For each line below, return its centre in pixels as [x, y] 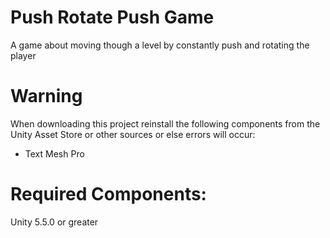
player [23, 55]
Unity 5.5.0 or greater [54, 222]
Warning [46, 96]
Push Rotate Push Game [112, 17]
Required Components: [108, 194]
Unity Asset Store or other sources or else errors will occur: [133, 134]
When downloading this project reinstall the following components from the [165, 123]
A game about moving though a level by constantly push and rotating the [160, 45]
